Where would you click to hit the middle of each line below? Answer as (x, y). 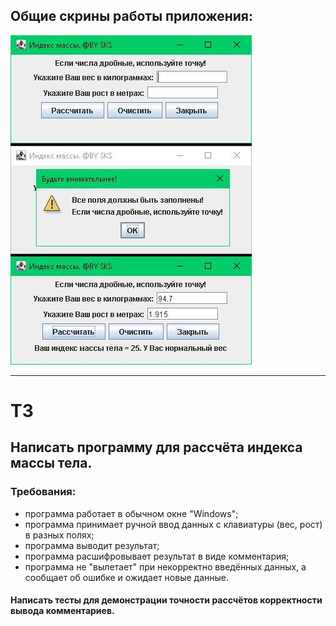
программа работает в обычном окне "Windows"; (131, 513)
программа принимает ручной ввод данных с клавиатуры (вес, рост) (173, 524)
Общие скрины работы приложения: (131, 16)
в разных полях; (59, 535)
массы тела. (51, 463)
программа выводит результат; (92, 545)
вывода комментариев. (62, 611)
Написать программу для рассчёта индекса (156, 447)
